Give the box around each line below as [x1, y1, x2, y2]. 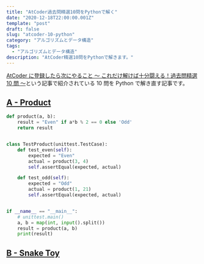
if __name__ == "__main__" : [6, 208, 78, 214]
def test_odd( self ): [17, 175, 70, 181]
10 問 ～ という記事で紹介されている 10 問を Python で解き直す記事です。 [6, 79, 188, 87]
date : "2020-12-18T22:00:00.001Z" [6, 15, 95, 21]
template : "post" [6, 20, 51, 26]
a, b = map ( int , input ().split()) [17, 219, 105, 226]
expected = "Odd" [28, 180, 72, 187]
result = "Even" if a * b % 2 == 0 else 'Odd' [17, 120, 133, 126]
